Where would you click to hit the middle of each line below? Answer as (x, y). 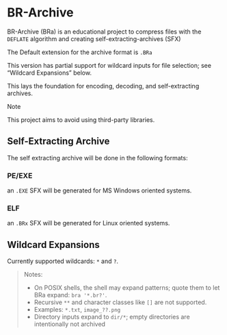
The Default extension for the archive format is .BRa (80, 52)
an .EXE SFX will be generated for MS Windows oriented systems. (99, 190)
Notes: (33, 275)
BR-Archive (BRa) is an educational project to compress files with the (104, 32)
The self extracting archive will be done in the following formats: (97, 158)
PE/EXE (20, 175)
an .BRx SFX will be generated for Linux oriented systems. (89, 223)
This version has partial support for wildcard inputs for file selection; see (109, 65)
